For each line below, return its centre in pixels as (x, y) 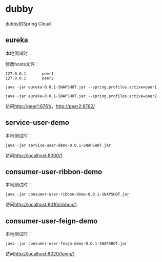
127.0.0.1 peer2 (29, 78)
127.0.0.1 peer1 (29, 74)
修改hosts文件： (22, 64)
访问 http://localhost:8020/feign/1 (40, 254)
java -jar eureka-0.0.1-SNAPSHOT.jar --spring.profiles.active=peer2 (81, 96)
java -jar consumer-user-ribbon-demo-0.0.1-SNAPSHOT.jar (67, 194)
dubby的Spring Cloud (28, 24)
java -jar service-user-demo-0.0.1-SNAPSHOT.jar (58, 145)
